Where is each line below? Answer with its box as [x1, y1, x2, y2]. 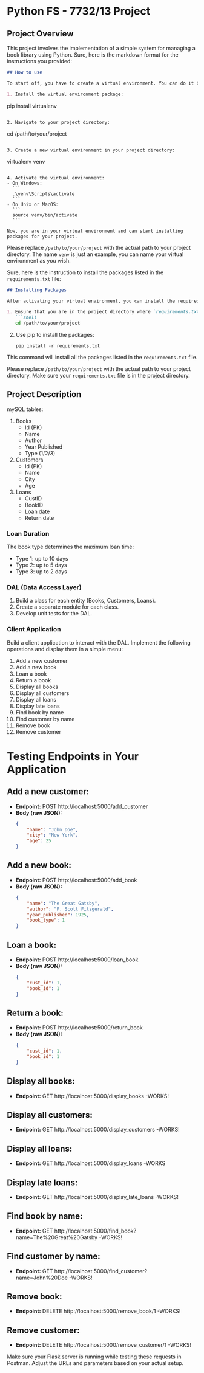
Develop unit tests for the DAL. [15, 610, 93, 617]
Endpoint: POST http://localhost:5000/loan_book [15, 956, 139, 963]
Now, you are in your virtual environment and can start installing [7, 228, 183, 234]
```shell [15, 314, 37, 320]
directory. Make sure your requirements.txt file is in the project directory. [7, 372, 190, 379]
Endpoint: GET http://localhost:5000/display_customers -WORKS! [15, 1126, 180, 1133]
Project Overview [7, 29, 74, 39]
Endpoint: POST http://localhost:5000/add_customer [15, 803, 148, 810]
